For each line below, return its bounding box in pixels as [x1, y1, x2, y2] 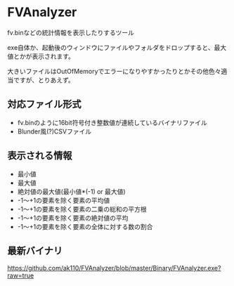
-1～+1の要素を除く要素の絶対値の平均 [17, 214, 129, 222]
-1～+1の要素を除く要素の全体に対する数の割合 [17, 222, 153, 230]
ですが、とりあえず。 [13, 75, 75, 84]
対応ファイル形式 [7, 98, 82, 110]
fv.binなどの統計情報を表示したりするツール [7, 28, 135, 37]
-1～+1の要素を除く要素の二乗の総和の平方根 [17, 204, 147, 213]
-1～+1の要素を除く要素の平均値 [17, 196, 110, 204]
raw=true [7, 271, 34, 280]
